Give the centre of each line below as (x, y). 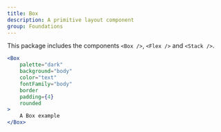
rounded (30, 103)
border (29, 90)
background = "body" (46, 71)
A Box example (40, 116)
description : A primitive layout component (71, 20)
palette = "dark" (41, 65)
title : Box (23, 13)
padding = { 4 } (37, 97)
